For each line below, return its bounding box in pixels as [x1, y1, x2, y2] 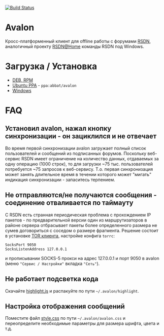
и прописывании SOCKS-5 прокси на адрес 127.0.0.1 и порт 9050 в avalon [5, 255, 160, 261]
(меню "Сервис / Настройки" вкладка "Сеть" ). [5, 261, 100, 266]
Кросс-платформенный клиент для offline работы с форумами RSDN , [5, 38, 151, 44]
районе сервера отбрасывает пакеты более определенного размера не [5, 222, 158, 228]
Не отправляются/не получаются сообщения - [5, 191, 157, 199]
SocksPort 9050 [5, 242, 36, 247]
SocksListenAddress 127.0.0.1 [5, 247, 67, 252]
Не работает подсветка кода [5, 275, 98, 283]
